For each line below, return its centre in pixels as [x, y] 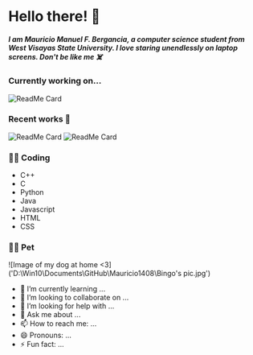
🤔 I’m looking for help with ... [67, 306]
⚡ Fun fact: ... [42, 345]
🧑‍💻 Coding [29, 158]
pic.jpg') [197, 274]
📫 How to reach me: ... [58, 324]
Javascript [37, 209]
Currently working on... [55, 81]
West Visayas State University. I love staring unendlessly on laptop [123, 47]
